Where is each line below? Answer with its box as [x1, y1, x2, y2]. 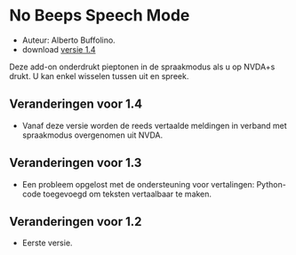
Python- [256, 179, 286, 189]
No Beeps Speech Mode [9, 5, 190, 26]
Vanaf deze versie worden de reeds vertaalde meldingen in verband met [21, 120, 287, 131]
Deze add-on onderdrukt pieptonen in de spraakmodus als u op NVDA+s [9, 61, 276, 72]
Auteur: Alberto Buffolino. [21, 35, 116, 45]
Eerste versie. [21, 237, 73, 249]
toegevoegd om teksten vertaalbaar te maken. [43, 188, 212, 199]
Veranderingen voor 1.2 [9, 214, 142, 229]
